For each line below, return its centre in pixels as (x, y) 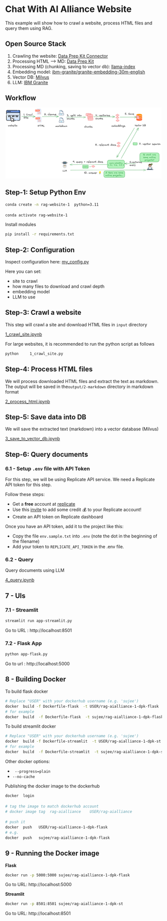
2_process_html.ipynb (28, 401)
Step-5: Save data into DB (46, 417)
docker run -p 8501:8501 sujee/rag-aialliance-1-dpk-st (64, 904)
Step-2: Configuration (40, 250)
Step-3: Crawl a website (43, 313)
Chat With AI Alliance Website (68, 9)
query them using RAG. (29, 28)
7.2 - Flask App (24, 643)
